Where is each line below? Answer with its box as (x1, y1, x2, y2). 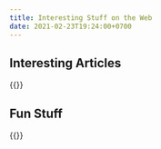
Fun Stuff (9, 105, 64, 121)
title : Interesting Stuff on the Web (9, 13, 153, 23)
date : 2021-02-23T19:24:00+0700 (9, 22, 132, 31)
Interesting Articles (9, 55, 122, 71)
